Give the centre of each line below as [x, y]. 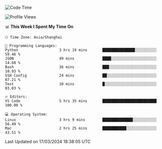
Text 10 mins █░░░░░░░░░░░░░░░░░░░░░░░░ [81, 84]
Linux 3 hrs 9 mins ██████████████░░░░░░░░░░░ [81, 120]
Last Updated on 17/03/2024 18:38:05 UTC [48, 141]
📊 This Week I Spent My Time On [39, 26]
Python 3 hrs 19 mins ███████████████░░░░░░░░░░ [81, 50]
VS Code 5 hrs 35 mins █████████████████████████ [81, 101]
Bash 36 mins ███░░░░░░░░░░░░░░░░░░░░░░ [81, 67]
